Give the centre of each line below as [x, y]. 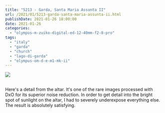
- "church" [21, 51]
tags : [11, 38]
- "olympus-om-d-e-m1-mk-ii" [40, 61]
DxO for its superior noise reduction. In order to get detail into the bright [79, 95]
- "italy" [20, 42]
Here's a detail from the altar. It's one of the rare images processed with [79, 90]
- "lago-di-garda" [29, 56]
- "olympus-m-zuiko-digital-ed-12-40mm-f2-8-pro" [62, 33]
